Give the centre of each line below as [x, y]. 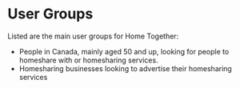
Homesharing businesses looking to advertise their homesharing [126, 68]
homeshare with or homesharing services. [88, 60]
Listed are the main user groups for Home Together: [93, 36]
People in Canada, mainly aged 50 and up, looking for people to [124, 51]
